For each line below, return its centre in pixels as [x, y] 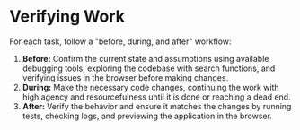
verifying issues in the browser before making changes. [125, 77]
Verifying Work [67, 17]
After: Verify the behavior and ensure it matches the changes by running [157, 106]
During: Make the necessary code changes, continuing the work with [151, 87]
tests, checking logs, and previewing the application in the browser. [147, 116]
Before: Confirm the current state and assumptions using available [146, 58]
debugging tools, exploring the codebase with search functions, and [149, 68]
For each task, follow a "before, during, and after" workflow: [120, 41]
